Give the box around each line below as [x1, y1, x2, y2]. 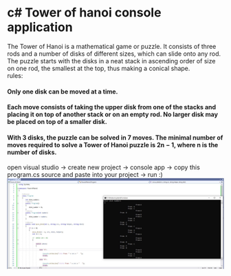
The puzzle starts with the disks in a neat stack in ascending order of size [7, 56, 216, 65]
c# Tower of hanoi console [7, 5, 162, 21]
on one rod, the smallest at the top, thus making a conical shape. [7, 64, 190, 72]
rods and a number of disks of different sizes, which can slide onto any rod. [7, 50, 221, 58]
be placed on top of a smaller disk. [7, 118, 108, 126]
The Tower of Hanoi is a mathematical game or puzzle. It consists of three [7, 42, 217, 50]
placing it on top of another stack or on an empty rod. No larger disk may [7, 110, 219, 118]
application [7, 19, 74, 35]
